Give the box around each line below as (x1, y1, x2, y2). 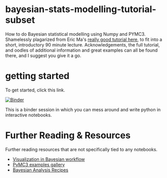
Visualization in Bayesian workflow (12, 156, 85, 162)
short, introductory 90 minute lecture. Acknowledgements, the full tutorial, (5, 41, 160, 48)
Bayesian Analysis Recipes (12, 167, 68, 173)
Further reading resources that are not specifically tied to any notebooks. (5, 146, 158, 152)
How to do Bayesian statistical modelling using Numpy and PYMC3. (5, 31, 146, 37)
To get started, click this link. (5, 87, 65, 93)
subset (5, 14, 35, 26)
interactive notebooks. (5, 112, 52, 118)
